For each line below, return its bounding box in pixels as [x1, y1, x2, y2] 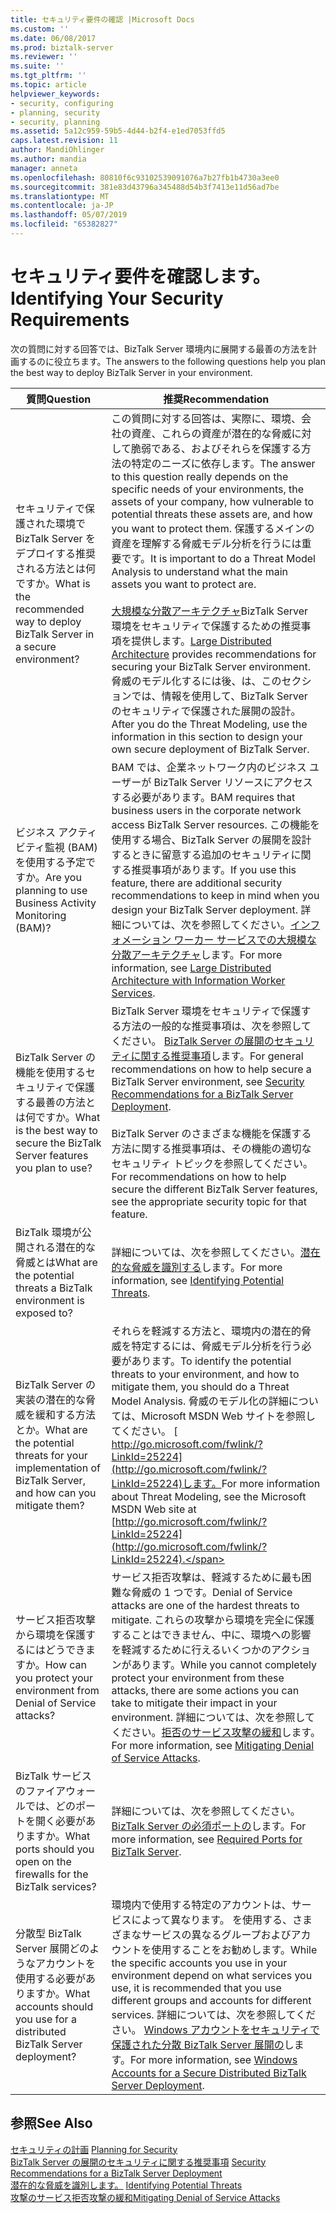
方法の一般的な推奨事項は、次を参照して [121, 1019, 312, 1033]
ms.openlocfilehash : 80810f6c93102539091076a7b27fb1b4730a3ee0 [10, 172, 280, 183]
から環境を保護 [15, 1627, 87, 1641]
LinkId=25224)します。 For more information [111, 1476, 321, 1490]
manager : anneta [10, 163, 78, 173]
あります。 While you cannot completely [131, 1657, 317, 1671]
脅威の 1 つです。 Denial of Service [131, 1585, 293, 1599]
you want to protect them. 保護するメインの [111, 521, 315, 535]
